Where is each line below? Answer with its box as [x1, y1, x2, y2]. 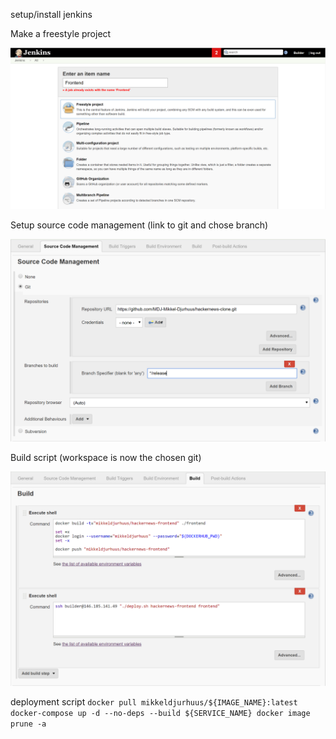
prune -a [10, 719, 47, 729]
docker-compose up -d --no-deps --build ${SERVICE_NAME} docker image [10, 709, 311, 719]
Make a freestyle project [10, 28, 112, 39]
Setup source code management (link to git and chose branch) [10, 219, 269, 231]
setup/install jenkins [10, 9, 93, 20]
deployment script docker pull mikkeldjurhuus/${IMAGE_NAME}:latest [10, 696, 298, 708]
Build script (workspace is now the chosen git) [10, 451, 202, 463]
